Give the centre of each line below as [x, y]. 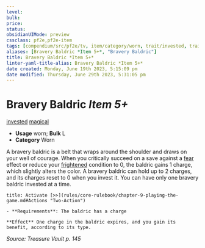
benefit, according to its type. [49, 228]
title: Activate [27, 195]
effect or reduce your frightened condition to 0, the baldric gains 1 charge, [99, 165]
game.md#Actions [27, 201]
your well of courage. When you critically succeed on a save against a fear [100, 158]
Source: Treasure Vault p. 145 [44, 239]
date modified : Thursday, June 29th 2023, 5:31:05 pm [76, 75]
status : [16, 29]
